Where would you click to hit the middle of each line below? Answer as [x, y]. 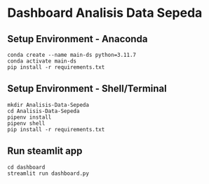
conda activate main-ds [42, 61]
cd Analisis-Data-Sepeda [43, 111]
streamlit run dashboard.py [48, 173]
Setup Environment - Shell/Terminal [87, 89]
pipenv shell [26, 123]
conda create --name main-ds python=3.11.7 [72, 55]
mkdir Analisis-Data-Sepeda [48, 105]
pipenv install [29, 117]
